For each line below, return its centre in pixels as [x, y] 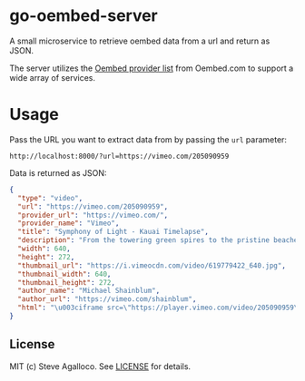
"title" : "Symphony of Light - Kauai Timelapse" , [113, 232]
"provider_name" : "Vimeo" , [69, 223]
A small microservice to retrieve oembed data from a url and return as [140, 41]
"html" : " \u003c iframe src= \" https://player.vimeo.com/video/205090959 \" [160, 308]
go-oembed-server [84, 16]
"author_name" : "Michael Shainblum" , [89, 291]
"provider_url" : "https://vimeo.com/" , [93, 215]
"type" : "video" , [50, 198]
